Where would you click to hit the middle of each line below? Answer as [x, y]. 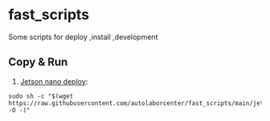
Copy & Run [38, 62]
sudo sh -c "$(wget [41, 96]
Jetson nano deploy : [54, 81]
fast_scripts [49, 15]
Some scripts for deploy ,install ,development [83, 37]
